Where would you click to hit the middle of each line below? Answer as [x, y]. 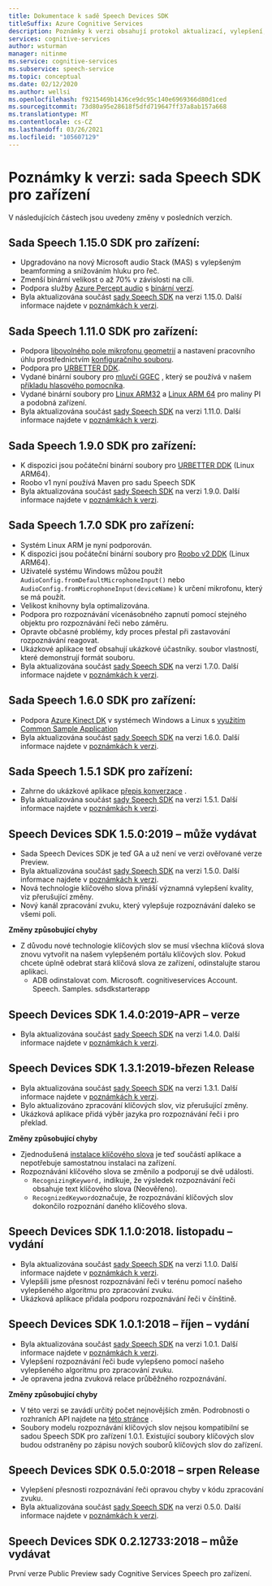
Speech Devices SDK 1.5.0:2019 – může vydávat [133, 834]
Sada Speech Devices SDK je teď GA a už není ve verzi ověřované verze [141, 854]
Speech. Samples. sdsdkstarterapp [91, 989]
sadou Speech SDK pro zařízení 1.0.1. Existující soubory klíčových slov [137, 1436]
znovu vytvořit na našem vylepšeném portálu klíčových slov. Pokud [133, 954]
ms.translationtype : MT [49, 115]
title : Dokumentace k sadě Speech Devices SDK [89, 16]
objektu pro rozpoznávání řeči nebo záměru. [94, 623]
